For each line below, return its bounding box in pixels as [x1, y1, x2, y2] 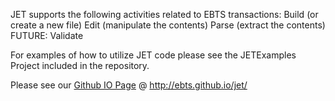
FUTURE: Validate [10, 30, 84, 41]
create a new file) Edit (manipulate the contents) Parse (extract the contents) [10, 19, 326, 31]
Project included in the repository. [10, 60, 150, 71]
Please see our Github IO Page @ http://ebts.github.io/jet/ [10, 79, 248, 91]
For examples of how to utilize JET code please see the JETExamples [10, 49, 297, 61]
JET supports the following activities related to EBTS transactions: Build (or [10, 9, 319, 20]
